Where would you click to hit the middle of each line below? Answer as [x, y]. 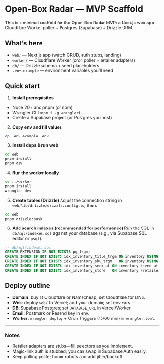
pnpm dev [14, 163]
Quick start [22, 86]
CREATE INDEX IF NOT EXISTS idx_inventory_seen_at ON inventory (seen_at [82, 266]
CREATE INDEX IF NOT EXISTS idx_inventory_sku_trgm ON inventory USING [82, 261]
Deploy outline [28, 285]
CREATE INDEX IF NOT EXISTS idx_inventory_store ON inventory [72, 270]
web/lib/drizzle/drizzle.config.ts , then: [55, 205]
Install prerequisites [33, 98]
